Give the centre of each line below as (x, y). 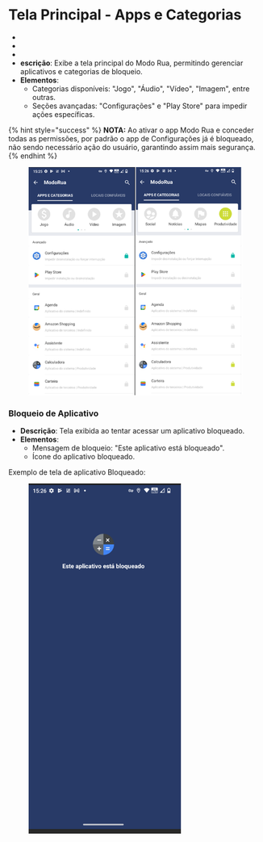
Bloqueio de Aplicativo (54, 413)
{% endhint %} (33, 156)
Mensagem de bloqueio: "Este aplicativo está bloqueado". (128, 448)
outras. (44, 97)
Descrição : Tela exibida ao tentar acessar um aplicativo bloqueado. (132, 430)
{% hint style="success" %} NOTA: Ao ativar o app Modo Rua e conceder (131, 130)
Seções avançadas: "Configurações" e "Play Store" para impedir (140, 106)
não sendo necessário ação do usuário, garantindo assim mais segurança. (132, 147)
